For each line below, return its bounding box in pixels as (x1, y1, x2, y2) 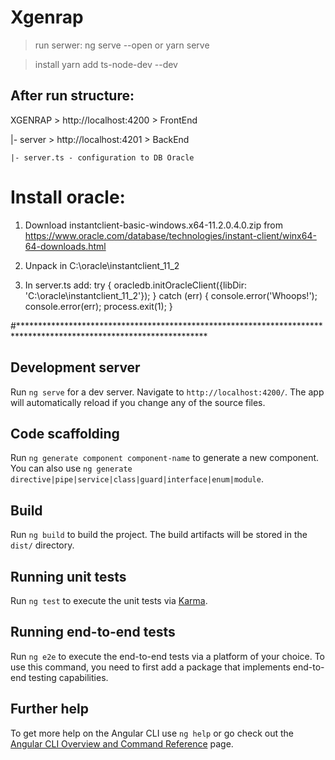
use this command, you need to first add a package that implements (10, 661, 291, 673)
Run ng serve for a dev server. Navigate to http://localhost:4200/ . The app (10, 386, 325, 398)
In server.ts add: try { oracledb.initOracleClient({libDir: (24, 279, 248, 291)
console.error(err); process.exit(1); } (24, 300, 173, 312)
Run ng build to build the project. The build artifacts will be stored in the (10, 529, 308, 541)
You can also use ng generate (10, 462, 133, 475)
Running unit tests (10, 568, 127, 585)
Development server (10, 359, 141, 376)
